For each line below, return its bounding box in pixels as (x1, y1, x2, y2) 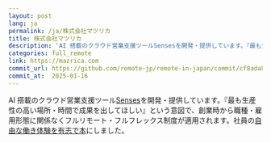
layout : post (8, 11, 52, 20)
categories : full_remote (8, 49, 92, 57)
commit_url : (8, 65, 48, 73)
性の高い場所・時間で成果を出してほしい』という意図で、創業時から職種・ (8, 105, 256, 115)
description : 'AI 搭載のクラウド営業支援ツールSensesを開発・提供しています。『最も (8, 42, 262, 50)
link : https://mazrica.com (8, 57, 99, 65)
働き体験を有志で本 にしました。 (22, 125, 129, 135)
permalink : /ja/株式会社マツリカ (8, 27, 111, 35)
